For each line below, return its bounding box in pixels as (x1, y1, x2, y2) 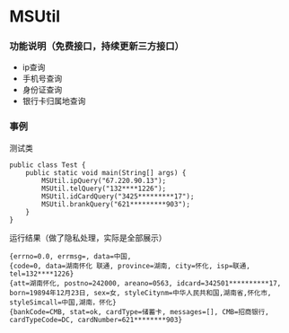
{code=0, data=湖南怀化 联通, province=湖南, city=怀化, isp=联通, (9, 261, 251, 270)
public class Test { (9, 160, 87, 170)
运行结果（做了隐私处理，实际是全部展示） (9, 232, 167, 243)
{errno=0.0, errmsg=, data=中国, (9, 251, 132, 261)
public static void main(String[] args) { (25, 168, 187, 177)
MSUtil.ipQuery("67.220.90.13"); (41, 176, 167, 185)
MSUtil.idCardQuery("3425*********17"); (41, 191, 195, 201)
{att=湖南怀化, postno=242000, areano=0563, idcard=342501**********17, (9, 278, 282, 288)
